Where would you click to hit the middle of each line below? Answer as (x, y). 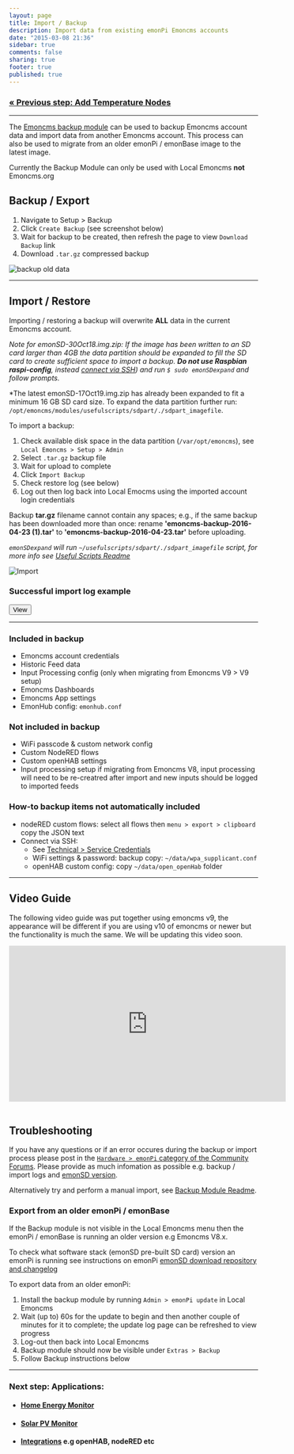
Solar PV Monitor (49, 1423)
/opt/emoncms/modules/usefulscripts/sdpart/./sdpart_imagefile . (116, 410)
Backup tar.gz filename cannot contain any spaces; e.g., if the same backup (133, 515)
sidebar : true (32, 45)
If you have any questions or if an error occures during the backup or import (133, 1150)
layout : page (30, 15)
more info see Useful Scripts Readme (70, 555)
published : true (36, 74)
